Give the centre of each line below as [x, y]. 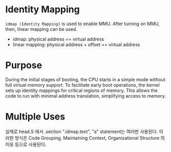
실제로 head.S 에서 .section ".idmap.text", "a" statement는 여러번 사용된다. [82, 131]
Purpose [24, 65]
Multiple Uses [35, 117]
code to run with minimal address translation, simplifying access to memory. [86, 96]
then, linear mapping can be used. [41, 29]
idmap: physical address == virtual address [58, 39]
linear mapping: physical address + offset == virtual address [76, 44]
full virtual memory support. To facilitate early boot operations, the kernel [82, 85]
